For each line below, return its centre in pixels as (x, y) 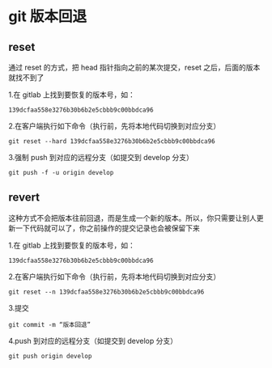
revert (24, 198)
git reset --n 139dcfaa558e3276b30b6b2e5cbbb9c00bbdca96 (106, 292)
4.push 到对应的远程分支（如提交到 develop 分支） (93, 341)
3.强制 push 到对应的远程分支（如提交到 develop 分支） (101, 157)
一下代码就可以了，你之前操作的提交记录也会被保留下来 (107, 228)
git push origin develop (50, 356)
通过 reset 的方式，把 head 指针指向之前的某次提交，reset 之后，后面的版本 (134, 67)
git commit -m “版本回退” (50, 324)
